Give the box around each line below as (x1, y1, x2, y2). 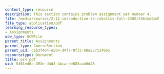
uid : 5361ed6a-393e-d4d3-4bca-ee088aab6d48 (5, 61, 95, 66)
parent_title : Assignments (5, 39, 60, 44)
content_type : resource (5, 7, 54, 12)
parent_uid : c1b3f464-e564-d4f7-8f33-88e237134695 (5, 48, 110, 53)
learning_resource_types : (5, 25, 58, 30)
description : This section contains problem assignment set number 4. (5, 12, 152, 17)
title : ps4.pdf (5, 57, 36, 62)
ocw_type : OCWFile (5, 35, 42, 39)
